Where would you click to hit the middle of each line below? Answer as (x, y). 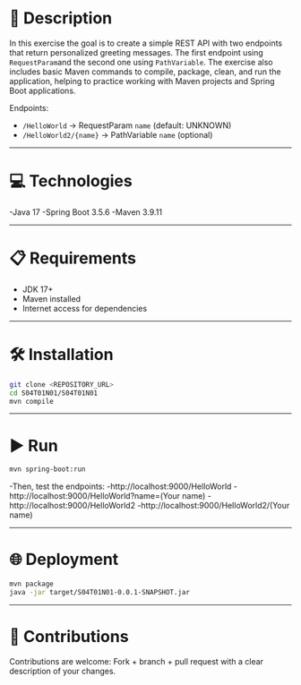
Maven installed (52, 298)
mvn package (31, 584)
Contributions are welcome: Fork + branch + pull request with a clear (137, 661)
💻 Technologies (71, 181)
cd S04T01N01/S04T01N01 (54, 393)
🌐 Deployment (64, 560)
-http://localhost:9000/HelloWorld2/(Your (214, 506)
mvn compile (31, 401)
